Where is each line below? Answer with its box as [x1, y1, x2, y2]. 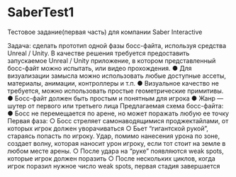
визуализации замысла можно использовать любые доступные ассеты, [7, 72, 227, 80]
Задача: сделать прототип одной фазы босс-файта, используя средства [7, 41, 227, 50]
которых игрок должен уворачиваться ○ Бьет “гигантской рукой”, [7, 124, 209, 132]
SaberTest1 [7, 4, 74, 21]
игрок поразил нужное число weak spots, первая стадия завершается [7, 161, 220, 170]
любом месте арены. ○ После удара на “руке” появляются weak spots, [7, 147, 225, 155]
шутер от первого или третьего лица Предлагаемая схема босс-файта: [7, 101, 224, 110]
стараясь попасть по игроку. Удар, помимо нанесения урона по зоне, [7, 132, 220, 140]
